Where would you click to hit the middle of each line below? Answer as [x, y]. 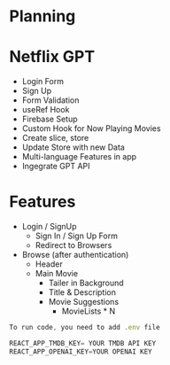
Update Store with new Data [73, 147]
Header [49, 264]
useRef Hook [46, 110]
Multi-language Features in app [79, 157]
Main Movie [56, 274]
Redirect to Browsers [73, 245]
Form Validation [50, 100]
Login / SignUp [49, 227]
